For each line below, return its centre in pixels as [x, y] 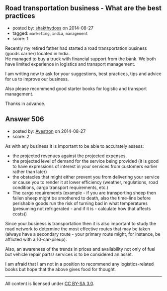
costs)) [20, 214]
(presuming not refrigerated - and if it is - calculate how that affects [82, 208]
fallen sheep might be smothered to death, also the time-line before [82, 198]
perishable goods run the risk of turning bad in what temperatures [80, 203]
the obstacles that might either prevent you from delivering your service [86, 177]
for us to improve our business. [37, 79]
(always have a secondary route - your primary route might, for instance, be [83, 234]
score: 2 [21, 136]
